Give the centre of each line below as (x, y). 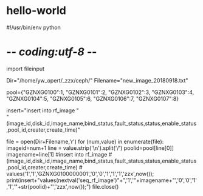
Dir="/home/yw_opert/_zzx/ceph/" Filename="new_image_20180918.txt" (97, 80)
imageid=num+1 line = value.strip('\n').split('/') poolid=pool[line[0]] (90, 148)
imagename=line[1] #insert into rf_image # (59, 154)
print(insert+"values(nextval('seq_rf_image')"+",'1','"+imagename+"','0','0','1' (102, 180)
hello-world (36, 11)
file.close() (105, 186)
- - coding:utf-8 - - (52, 52)
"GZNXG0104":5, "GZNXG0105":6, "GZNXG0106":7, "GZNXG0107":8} (93, 98)
